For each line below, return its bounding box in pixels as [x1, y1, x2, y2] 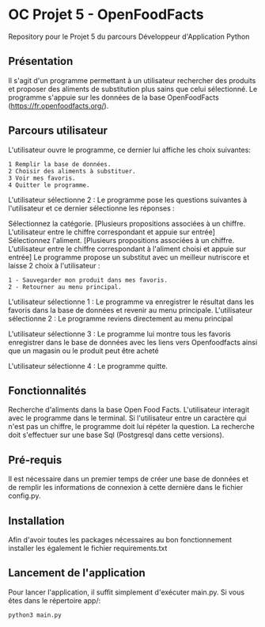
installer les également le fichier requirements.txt [8, 544, 168, 553]
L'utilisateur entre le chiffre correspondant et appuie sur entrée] [8, 227, 216, 237]
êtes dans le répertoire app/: [8, 595, 101, 605]
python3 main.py [8, 611, 62, 619]
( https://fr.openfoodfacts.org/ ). [8, 101, 109, 110]
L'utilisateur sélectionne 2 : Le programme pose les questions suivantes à [8, 195, 248, 204]
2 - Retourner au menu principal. [8, 283, 123, 291]
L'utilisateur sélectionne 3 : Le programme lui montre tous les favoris [8, 329, 232, 338]
